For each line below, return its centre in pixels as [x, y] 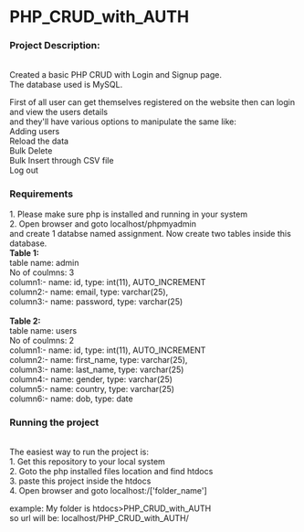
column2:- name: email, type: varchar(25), [89, 292]
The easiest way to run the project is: [79, 452]
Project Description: [55, 46]
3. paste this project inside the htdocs [80, 481]
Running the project [54, 422]
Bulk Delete [31, 151]
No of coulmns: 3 [42, 272]
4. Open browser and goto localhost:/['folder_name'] [108, 491]
